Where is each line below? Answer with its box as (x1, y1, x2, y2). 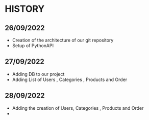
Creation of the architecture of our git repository (12, 37, 114, 43)
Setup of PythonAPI (12, 43, 54, 49)
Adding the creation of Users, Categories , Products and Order (12, 105, 144, 111)
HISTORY (5, 3, 45, 15)
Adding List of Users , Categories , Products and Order (12, 76, 128, 83)
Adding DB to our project (12, 71, 65, 77)
